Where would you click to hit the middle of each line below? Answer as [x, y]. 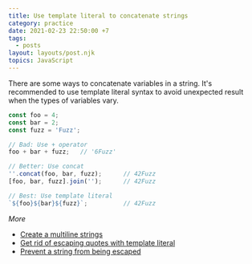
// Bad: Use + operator [48, 144]
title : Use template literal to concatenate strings [98, 16]
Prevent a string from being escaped [81, 251]
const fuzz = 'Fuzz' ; [45, 130]
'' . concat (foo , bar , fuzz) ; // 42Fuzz [82, 174]
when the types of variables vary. [63, 100]
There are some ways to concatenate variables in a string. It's [110, 83]
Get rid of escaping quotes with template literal [98, 242]
